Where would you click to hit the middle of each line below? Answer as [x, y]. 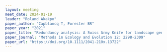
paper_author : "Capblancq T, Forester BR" [50, 24]
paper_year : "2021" [25, 28]
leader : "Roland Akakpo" [31, 19]
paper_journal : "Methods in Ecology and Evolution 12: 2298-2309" [75, 38]
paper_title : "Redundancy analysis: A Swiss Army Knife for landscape [80, 33]
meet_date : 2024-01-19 [29, 14]
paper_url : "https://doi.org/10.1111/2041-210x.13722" [63, 42]
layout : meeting [22, 10]
